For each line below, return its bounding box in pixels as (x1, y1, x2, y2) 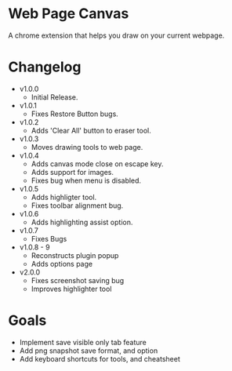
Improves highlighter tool (31, 284, 112, 293)
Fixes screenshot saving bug (31, 275, 125, 285)
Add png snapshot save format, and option (19, 346, 158, 355)
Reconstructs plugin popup (31, 250, 119, 260)
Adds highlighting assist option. (31, 217, 133, 227)
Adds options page (31, 259, 92, 268)
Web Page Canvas (8, 5, 129, 23)
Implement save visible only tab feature (19, 337, 147, 347)
